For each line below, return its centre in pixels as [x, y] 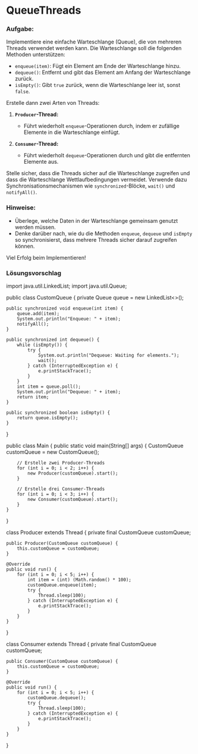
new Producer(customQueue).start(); [73, 473]
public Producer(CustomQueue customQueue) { [62, 543]
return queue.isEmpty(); [48, 418]
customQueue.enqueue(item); [62, 585]
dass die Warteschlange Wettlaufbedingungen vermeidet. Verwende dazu [97, 180]
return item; [33, 397]
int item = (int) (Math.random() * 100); [80, 580]
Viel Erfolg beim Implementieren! [46, 257]
